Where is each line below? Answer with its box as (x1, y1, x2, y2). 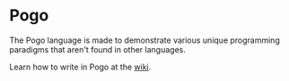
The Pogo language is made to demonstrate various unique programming (9, 35, 280, 45)
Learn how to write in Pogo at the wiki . (9, 61, 152, 72)
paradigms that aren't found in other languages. (9, 44, 186, 54)
